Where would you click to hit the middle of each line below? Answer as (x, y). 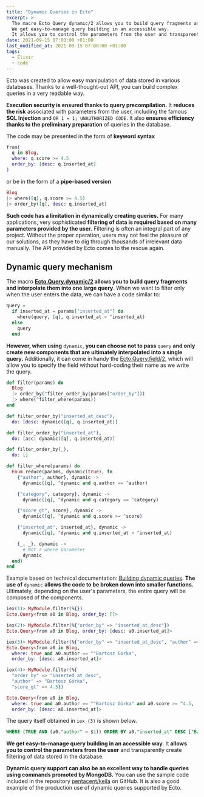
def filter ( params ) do (35, 383)
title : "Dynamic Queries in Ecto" (50, 12)
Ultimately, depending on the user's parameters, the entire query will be (96, 591)
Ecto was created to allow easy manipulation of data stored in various (93, 80)
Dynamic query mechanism (59, 267)
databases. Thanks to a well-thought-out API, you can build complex (92, 86)
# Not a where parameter (54, 549)
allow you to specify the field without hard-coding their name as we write (98, 365)
